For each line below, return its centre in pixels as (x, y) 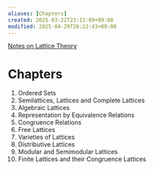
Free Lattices (36, 130)
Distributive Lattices (46, 144)
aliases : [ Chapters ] (38, 13)
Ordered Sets (37, 93)
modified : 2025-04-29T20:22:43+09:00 (62, 26)
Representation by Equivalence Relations (76, 115)
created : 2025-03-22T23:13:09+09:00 (61, 20)
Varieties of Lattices (46, 137)
